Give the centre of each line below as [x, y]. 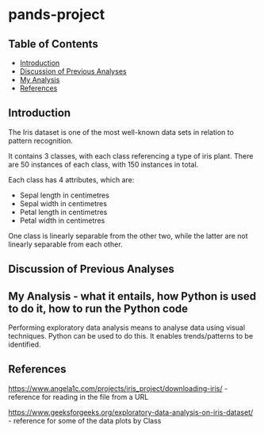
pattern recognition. [40, 140]
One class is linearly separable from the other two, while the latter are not [128, 236]
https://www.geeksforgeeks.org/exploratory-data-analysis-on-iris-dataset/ [131, 412]
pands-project [57, 15]
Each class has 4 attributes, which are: [71, 179]
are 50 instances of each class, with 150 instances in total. [103, 164]
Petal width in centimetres [62, 220]
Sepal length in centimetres [64, 195]
